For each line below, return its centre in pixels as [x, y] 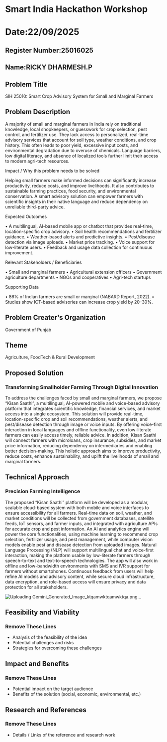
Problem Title [26, 84]
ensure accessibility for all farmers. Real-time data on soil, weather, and [79, 513]
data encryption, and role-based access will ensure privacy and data [76, 581]
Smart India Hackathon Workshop [77, 9]
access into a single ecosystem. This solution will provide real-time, [74, 414]
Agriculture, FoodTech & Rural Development [50, 357]
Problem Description [38, 112]
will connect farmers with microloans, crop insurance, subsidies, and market [83, 440]
